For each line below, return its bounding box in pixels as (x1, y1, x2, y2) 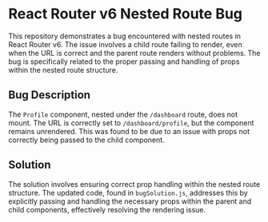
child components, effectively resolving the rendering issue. (8, 204, 206, 214)
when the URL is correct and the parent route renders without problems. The (8, 48, 262, 57)
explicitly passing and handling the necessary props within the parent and (8, 196, 252, 206)
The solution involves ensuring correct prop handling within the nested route (8, 179, 261, 188)
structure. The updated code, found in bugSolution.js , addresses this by (8, 188, 248, 197)
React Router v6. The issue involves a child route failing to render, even (8, 39, 242, 49)
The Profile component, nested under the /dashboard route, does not (8, 109, 238, 119)
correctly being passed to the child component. (8, 135, 166, 145)
